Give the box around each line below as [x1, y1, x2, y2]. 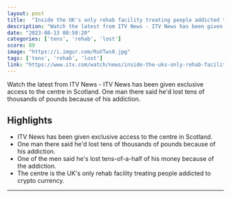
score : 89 [7, 42, 36, 49]
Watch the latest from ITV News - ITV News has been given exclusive [7, 80, 204, 88]
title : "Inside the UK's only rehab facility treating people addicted [7, 16, 220, 23]
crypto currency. [16, 177, 65, 185]
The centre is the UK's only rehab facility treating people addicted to [16, 169, 211, 177]
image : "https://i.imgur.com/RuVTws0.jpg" [7, 49, 131, 56]
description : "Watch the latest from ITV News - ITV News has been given [7, 23, 223, 30]
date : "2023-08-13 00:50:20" [7, 29, 91, 36]
